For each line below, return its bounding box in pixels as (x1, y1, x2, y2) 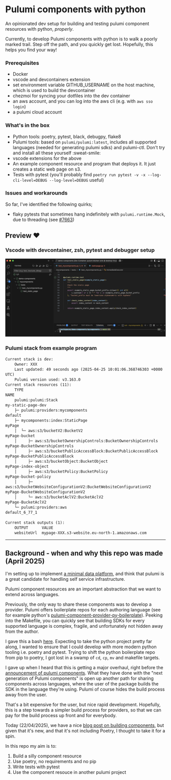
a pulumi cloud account (12, 109, 62, 115)
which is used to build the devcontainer (12, 87, 96, 93)
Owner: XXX (14, 362, 38, 367)
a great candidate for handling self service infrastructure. (5, 576, 126, 582)
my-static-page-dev (5, 403, 47, 408)
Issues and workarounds (5, 190, 68, 197)
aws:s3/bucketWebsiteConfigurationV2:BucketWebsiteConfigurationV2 (5, 484, 152, 489)
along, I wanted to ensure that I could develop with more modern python (5, 644, 157, 650)
